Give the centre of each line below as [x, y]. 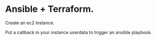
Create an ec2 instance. [30, 23]
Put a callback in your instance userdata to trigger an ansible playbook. [78, 32]
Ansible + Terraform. [50, 9]
